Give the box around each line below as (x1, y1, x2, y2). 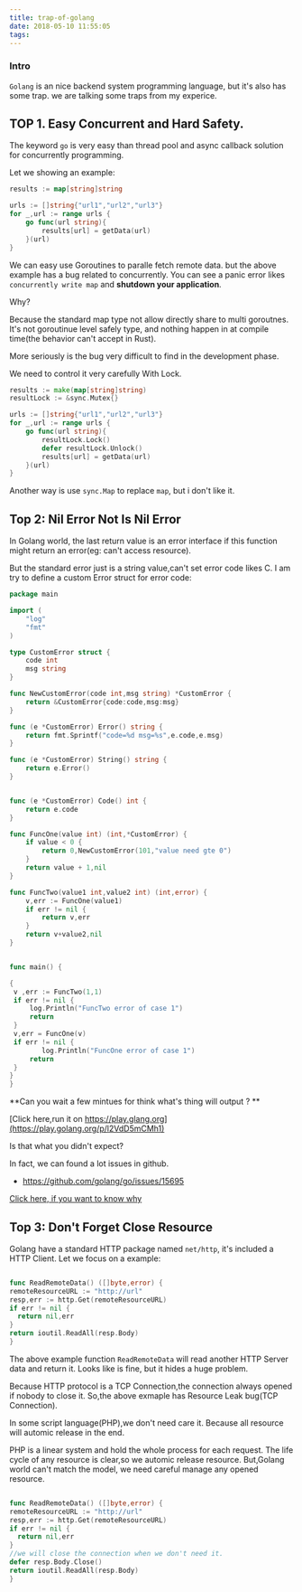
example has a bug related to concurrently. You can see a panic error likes (9, 268, 286, 280)
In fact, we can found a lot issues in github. (9, 1158, 169, 1169)
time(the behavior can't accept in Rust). (9, 333, 157, 344)
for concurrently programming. (9, 150, 124, 161)
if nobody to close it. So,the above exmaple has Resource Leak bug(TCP (9, 1389, 279, 1401)
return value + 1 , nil (25, 863, 106, 872)
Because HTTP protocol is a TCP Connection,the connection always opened (9, 1380, 293, 1391)
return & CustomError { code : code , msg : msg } (25, 697, 179, 706)
